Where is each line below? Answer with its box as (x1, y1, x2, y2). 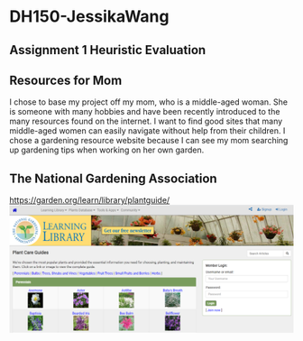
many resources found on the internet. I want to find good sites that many (9, 115, 283, 127)
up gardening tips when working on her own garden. (9, 144, 205, 155)
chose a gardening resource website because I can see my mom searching (9, 135, 289, 146)
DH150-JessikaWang (9, 6, 170, 27)
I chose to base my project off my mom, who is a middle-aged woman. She (9, 97, 289, 107)
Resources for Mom (9, 72, 123, 88)
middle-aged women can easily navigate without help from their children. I (9, 125, 286, 136)
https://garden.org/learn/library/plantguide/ (9, 195, 170, 206)
